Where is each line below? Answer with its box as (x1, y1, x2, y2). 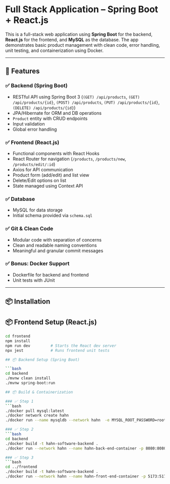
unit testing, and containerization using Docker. (5, 47, 104, 53)
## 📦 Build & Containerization (5, 389, 73, 395)
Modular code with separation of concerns (12, 236, 102, 243)
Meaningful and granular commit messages (12, 248, 104, 254)
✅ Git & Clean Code (5, 225, 54, 232)
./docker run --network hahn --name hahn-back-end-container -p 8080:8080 (5, 446, 166, 451)
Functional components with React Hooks (12, 150, 100, 156)
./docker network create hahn (5, 413, 69, 418)
